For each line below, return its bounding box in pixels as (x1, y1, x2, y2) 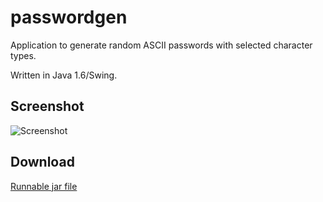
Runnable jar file (10, 180, 78, 192)
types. (10, 49, 37, 61)
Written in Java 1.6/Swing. (10, 69, 118, 81)
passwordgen (10, 6, 128, 29)
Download (10, 154, 75, 171)
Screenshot (10, 98, 85, 115)
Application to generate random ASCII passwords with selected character (10, 39, 313, 51)
